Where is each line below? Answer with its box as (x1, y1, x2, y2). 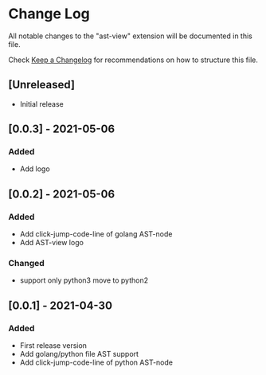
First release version (19, 341, 88, 350)
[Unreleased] (8, 78, 76, 92)
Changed (8, 258, 45, 269)
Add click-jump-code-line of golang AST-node (19, 229, 173, 239)
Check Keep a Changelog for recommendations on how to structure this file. (8, 55, 259, 64)
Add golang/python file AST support (19, 350, 139, 359)
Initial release (19, 99, 64, 108)
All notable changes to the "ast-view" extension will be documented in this (8, 31, 252, 41)
